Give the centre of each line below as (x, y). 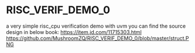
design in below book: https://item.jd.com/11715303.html (74, 32)
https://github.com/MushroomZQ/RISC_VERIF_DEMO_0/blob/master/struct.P (97, 38)
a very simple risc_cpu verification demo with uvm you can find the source (96, 26)
